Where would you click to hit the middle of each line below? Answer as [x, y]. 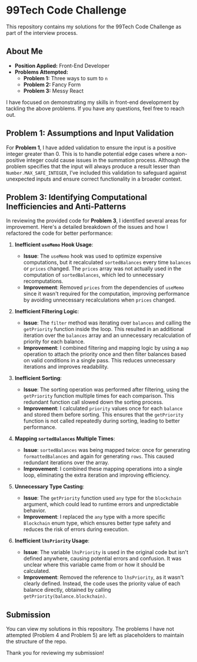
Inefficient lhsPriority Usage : [52, 541]
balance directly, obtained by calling [67, 590]
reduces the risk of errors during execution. [76, 529]
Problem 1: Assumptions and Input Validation [90, 133]
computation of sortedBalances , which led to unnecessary [94, 275]
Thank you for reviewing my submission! [55, 653]
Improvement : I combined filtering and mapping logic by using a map [106, 348]
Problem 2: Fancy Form [52, 84]
